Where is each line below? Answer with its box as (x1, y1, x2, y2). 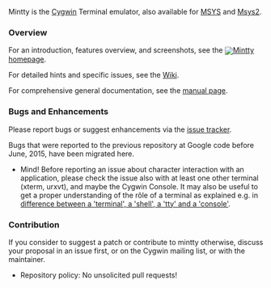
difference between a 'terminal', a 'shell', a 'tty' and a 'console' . (19, 198, 231, 209)
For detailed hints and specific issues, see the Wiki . (8, 70, 180, 80)
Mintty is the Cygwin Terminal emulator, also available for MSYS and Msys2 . (8, 7, 262, 16)
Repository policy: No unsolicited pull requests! (19, 270, 178, 280)
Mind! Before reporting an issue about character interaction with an (19, 164, 244, 174)
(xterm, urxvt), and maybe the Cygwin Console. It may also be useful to (19, 181, 259, 191)
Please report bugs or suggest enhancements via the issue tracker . (8, 125, 232, 134)
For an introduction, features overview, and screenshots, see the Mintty (8, 45, 255, 55)
